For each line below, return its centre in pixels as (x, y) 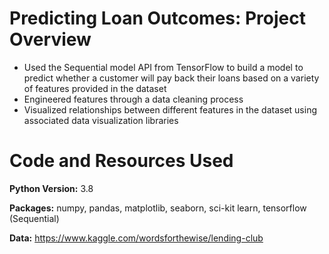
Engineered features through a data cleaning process (133, 99)
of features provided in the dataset (95, 88)
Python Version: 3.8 (51, 188)
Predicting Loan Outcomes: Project (158, 18)
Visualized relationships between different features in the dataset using (170, 109)
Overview (50, 39)
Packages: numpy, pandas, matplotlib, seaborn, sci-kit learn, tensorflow (158, 208)
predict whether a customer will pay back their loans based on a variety (171, 78)
